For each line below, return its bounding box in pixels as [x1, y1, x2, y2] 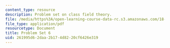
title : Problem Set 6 [5, 30, 51, 35]
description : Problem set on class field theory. [5, 12, 112, 17]
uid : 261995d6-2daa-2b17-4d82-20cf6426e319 [5, 35, 99, 40]
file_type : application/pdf [5, 21, 65, 26]
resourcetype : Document [5, 26, 56, 31]
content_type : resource [5, 7, 56, 12]
